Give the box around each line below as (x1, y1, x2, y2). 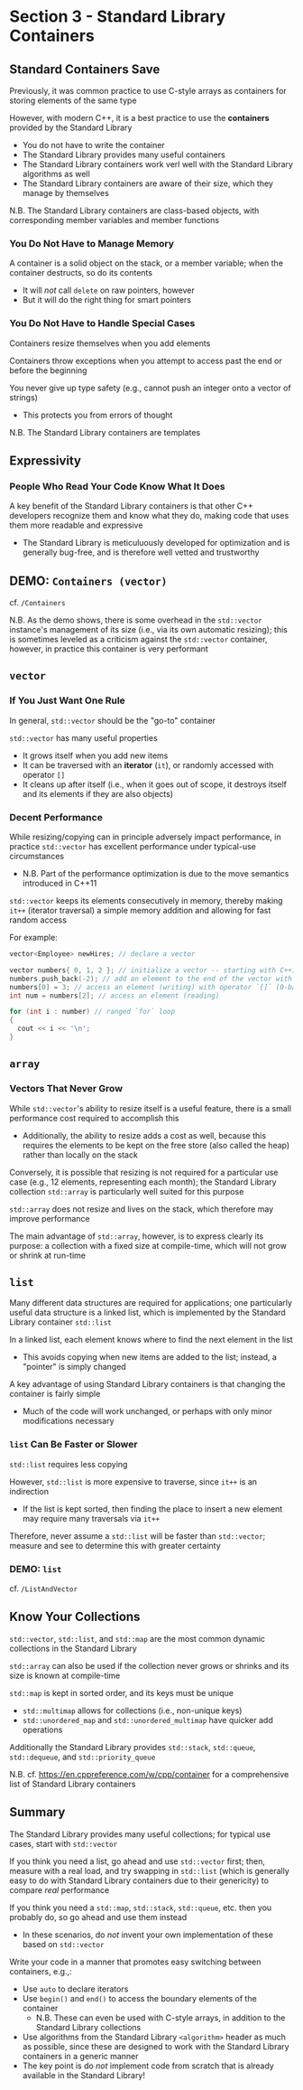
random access (9, 914, 68, 925)
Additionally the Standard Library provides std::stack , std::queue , (9, 1741, 256, 1752)
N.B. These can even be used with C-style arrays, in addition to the (35, 2012, 286, 2023)
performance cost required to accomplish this (9, 1112, 179, 1123)
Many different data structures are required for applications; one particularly (9, 1298, 293, 1308)
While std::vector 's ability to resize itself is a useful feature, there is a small (9, 1102, 291, 1113)
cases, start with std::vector (9, 1838, 118, 1849)
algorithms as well (22, 169, 90, 179)
